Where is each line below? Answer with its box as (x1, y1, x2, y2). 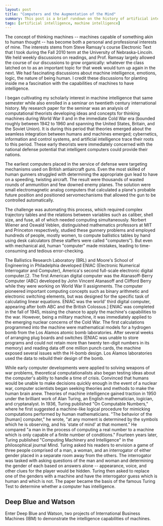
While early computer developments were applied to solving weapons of (5, 365, 150, 371)
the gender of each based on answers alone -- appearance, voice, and (5, 463, 147, 469)
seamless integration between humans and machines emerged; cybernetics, (5, 131, 158, 137)
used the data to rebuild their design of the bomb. (5, 356, 104, 361)
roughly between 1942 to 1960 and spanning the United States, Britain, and (5, 121, 155, 127)
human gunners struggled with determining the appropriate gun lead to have (5, 171, 158, 177)
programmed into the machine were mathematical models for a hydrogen (5, 324, 151, 330)
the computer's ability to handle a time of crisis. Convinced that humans (5, 375, 149, 381)
